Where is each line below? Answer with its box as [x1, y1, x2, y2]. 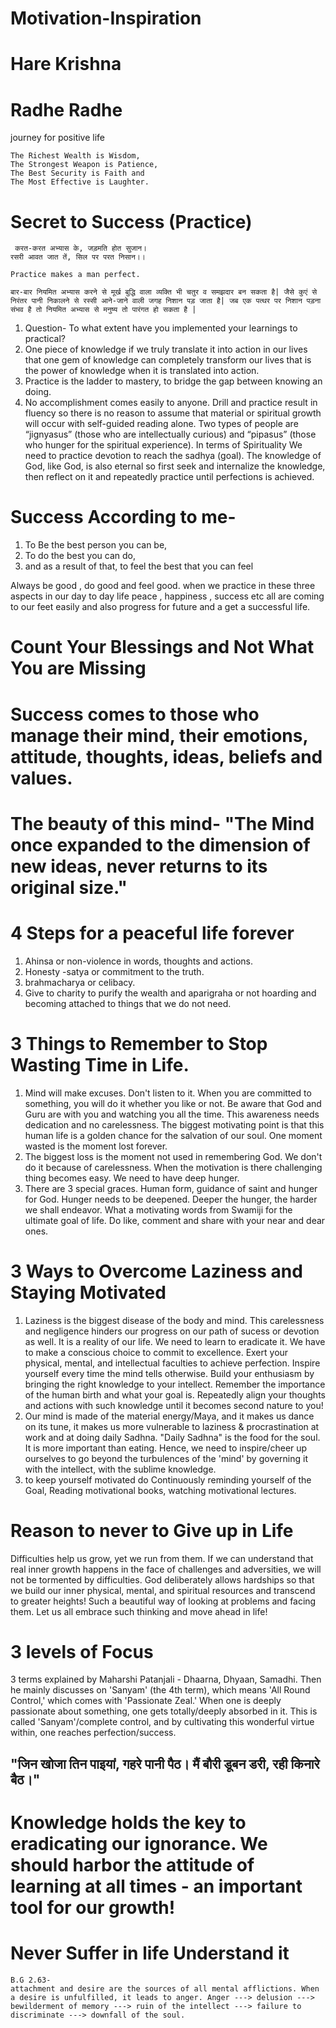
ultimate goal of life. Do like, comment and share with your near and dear [24, 1214, 326, 1226]
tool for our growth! [10, 1897, 176, 1919]
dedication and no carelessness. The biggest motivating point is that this [24, 1118, 325, 1131]
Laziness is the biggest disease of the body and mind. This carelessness [24, 1314, 325, 1326]
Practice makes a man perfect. [10, 270, 141, 280]
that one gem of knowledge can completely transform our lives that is [24, 354, 312, 366]
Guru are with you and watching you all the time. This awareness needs [24, 1108, 320, 1120]
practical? [24, 333, 67, 345]
